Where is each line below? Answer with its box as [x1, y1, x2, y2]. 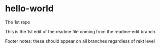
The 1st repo [5, 19, 31, 25]
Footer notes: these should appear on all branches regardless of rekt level [5, 38, 155, 44]
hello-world [5, 3, 54, 14]
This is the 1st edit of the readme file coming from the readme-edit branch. [5, 28, 157, 34]
